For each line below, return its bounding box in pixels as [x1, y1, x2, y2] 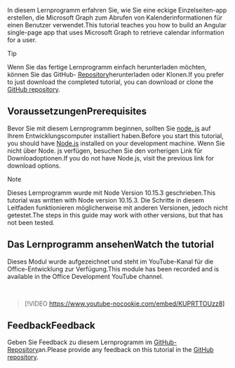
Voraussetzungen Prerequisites [7, 105, 147, 118]
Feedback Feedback [7, 320, 96, 332]
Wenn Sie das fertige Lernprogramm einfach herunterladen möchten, [7, 63, 207, 71]
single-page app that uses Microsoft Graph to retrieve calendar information [7, 28, 224, 36]
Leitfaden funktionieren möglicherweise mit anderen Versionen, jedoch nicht [7, 203, 228, 212]
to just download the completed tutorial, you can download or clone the [7, 78, 214, 86]
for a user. [7, 36, 37, 44]
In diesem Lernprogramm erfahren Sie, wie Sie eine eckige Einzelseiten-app [7, 6, 227, 14]
